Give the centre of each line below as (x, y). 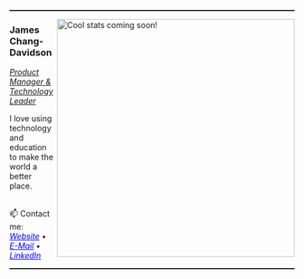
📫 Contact (29, 214)
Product (24, 72)
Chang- (26, 41)
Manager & (30, 82)
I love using (31, 119)
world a (24, 167)
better (21, 177)
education (28, 148)
